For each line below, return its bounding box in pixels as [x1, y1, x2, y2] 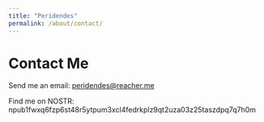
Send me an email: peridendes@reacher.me [8, 81, 155, 90]
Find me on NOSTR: [8, 96, 75, 106]
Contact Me [8, 54, 89, 73]
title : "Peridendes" [8, 11, 79, 20]
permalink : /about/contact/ [8, 19, 104, 27]
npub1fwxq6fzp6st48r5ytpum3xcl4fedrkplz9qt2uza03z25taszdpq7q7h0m [8, 105, 257, 115]
